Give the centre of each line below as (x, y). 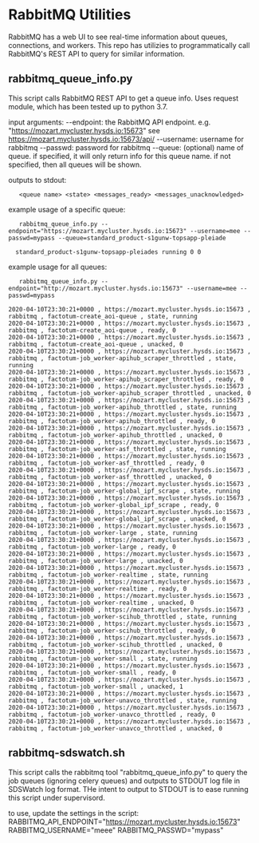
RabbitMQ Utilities (70, 15)
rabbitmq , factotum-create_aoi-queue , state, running (103, 316)
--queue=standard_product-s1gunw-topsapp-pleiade (142, 238)
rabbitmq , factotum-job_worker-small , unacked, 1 (96, 687)
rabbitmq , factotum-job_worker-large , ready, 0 (92, 547)
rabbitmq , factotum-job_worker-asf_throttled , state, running (117, 449)
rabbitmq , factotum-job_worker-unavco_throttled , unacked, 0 (116, 728)
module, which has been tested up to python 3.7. (88, 106)
